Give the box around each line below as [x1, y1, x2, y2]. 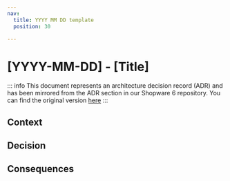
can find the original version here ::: [7, 96, 108, 104]
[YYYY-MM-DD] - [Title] [7, 59, 150, 75]
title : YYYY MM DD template [13, 17, 95, 23]
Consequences [7, 163, 75, 175]
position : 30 [13, 23, 51, 30]
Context [7, 116, 43, 128]
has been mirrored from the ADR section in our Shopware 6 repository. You [7, 89, 221, 97]
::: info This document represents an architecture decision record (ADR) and [7, 82, 223, 90]
